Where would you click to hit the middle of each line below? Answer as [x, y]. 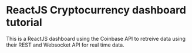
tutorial [24, 22]
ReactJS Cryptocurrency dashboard [96, 10]
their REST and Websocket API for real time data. [65, 45]
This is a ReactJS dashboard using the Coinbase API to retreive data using [96, 38]
